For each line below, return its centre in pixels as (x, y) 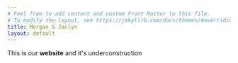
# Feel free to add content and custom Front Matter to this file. (109, 14)
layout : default (31, 33)
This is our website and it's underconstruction (75, 53)
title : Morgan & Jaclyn (42, 27)
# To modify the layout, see (50, 20)
